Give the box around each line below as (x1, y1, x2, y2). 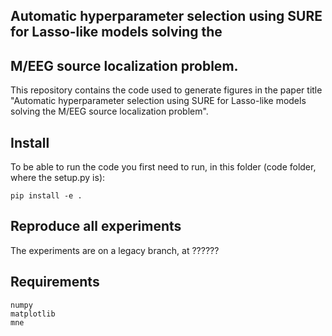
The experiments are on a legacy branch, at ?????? (10, 244, 220, 256)
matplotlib (10, 309, 56, 319)
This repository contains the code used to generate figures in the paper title (10, 84, 323, 96)
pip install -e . (10, 191, 83, 201)
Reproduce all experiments (10, 218, 182, 235)
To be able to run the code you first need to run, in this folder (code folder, (10, 161, 317, 173)
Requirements (10, 274, 100, 291)
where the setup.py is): (10, 172, 106, 184)
